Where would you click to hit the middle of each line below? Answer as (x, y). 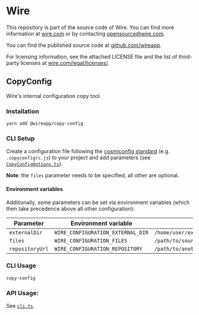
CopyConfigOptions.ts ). (35, 164)
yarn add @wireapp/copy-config (45, 124)
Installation (23, 111)
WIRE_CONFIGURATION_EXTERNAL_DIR (102, 232)
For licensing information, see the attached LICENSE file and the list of (92, 56)
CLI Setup (20, 138)
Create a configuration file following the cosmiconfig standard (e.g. (88, 151)
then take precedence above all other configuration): (70, 208)
